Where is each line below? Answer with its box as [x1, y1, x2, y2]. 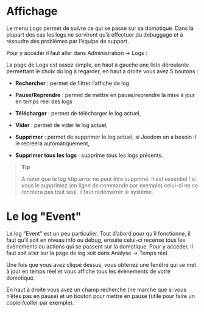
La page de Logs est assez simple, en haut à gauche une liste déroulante [6, 61, 189, 68]
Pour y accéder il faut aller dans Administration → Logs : [6, 49, 147, 56]
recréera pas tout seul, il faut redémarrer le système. [21, 188, 153, 195]
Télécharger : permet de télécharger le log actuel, [15, 109, 141, 117]
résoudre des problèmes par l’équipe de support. [6, 37, 129, 45]
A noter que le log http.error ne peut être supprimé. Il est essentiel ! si [21, 175, 196, 183]
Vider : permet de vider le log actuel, [15, 121, 108, 129]
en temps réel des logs [15, 98, 73, 105]
